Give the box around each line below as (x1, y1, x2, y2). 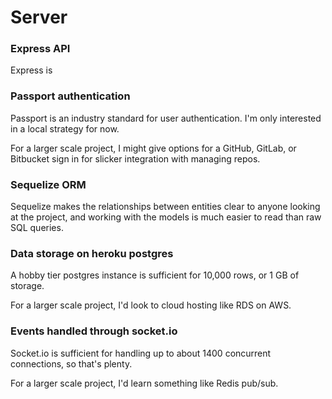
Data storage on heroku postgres (10, 247, 174, 260)
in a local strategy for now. (10, 122, 120, 135)
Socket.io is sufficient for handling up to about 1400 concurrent (10, 347, 272, 359)
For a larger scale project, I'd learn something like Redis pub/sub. (10, 377, 279, 389)
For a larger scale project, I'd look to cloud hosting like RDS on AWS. (10, 299, 292, 311)
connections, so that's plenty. (10, 357, 133, 370)
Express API (10, 42, 71, 56)
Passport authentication (10, 89, 131, 103)
